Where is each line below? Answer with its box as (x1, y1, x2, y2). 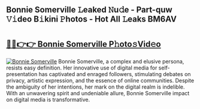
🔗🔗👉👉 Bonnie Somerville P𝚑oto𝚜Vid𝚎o (6, 39, 161, 49)
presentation (6, 71, 38, 77)
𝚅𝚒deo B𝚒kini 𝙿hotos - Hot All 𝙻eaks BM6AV (6, 14, 177, 25)
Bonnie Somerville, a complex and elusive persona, (58, 58, 184, 65)
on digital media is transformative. (6, 96, 90, 103)
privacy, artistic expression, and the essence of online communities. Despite (6, 77, 195, 84)
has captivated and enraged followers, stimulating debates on (38, 71, 191, 77)
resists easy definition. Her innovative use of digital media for (6, 64, 157, 71)
